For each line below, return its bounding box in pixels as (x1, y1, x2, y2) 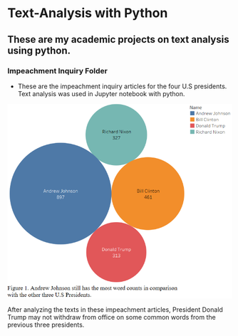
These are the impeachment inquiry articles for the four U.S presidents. (17, 82, 227, 90)
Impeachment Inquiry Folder (7, 65, 108, 75)
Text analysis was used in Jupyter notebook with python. (17, 89, 185, 98)
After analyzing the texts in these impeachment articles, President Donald (7, 305, 223, 314)
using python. (7, 44, 71, 56)
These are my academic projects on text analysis (7, 33, 229, 46)
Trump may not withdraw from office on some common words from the (7, 313, 216, 322)
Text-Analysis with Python (7, 5, 168, 21)
